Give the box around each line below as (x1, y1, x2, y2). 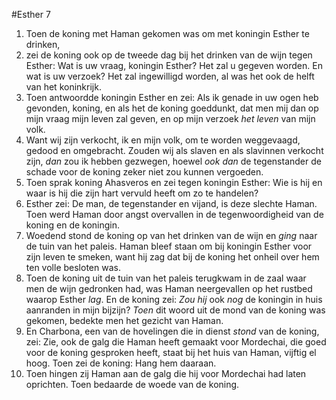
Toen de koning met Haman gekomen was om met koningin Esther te (25, 28, 310, 39)
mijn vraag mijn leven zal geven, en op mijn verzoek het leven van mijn (25, 113, 316, 124)
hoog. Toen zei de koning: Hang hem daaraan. (25, 357, 217, 369)
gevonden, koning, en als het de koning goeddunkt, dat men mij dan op (25, 102, 319, 114)
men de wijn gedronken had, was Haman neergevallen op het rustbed (25, 283, 313, 294)
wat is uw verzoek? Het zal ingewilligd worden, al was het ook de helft (25, 70, 315, 82)
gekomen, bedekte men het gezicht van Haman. (25, 315, 224, 326)
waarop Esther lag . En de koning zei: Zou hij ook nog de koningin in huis (25, 294, 323, 305)
